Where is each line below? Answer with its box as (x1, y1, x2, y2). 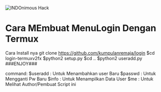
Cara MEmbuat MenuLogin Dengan (5, 23, 156, 34)
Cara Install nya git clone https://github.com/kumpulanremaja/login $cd (5, 50, 155, 56)
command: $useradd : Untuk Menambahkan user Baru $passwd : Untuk (5, 70, 156, 76)
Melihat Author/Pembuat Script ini (5, 81, 76, 87)
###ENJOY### (5, 61, 37, 67)
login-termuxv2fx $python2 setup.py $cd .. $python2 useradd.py (5, 55, 143, 61)
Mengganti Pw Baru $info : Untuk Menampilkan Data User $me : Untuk (5, 76, 154, 82)
